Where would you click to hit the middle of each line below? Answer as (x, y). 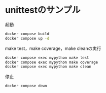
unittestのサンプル (43, 10)
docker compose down (26, 86)
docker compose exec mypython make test (47, 58)
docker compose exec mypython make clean (48, 67)
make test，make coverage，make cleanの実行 (53, 48)
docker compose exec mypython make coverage (52, 62)
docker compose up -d (27, 38)
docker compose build (27, 34)
